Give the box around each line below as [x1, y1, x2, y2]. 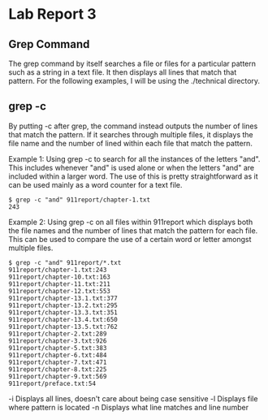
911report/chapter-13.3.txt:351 [8, 308, 118, 317]
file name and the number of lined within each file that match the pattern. [8, 138, 253, 148]
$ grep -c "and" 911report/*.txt [8, 258, 122, 266]
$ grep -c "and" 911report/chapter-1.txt [8, 196, 151, 204]
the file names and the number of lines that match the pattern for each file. [8, 225, 258, 236]
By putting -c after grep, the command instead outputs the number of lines [8, 121, 258, 131]
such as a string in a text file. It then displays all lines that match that [8, 67, 237, 77]
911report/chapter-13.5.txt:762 [8, 323, 118, 331]
